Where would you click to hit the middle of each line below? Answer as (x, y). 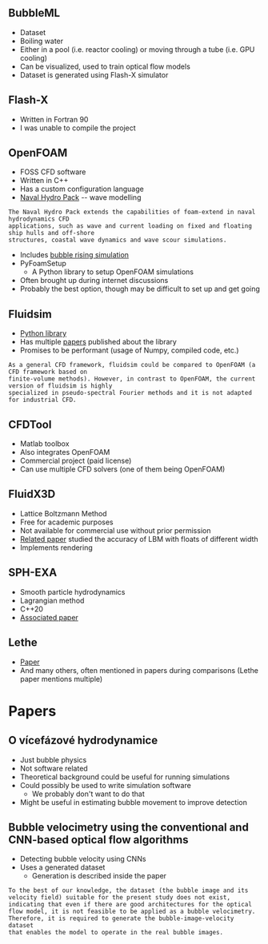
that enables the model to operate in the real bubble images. (116, 933)
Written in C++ (44, 181)
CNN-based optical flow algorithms (98, 840)
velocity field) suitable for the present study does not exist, (119, 898)
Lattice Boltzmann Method (63, 513)
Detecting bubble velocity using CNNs (83, 859)
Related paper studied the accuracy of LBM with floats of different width (139, 539)
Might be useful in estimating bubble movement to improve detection (134, 802)
